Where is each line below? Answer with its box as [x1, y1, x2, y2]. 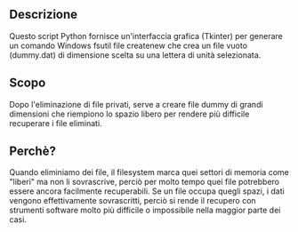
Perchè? [9, 144, 56, 159]
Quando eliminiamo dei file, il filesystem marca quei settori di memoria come [9, 167, 289, 178]
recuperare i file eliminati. [9, 117, 102, 128]
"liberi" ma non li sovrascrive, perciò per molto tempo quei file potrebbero [9, 177, 280, 188]
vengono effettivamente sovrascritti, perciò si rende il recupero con [9, 196, 256, 206]
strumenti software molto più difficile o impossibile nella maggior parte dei [9, 204, 281, 216]
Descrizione [9, 7, 78, 22]
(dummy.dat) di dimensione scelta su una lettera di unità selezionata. [9, 49, 262, 60]
